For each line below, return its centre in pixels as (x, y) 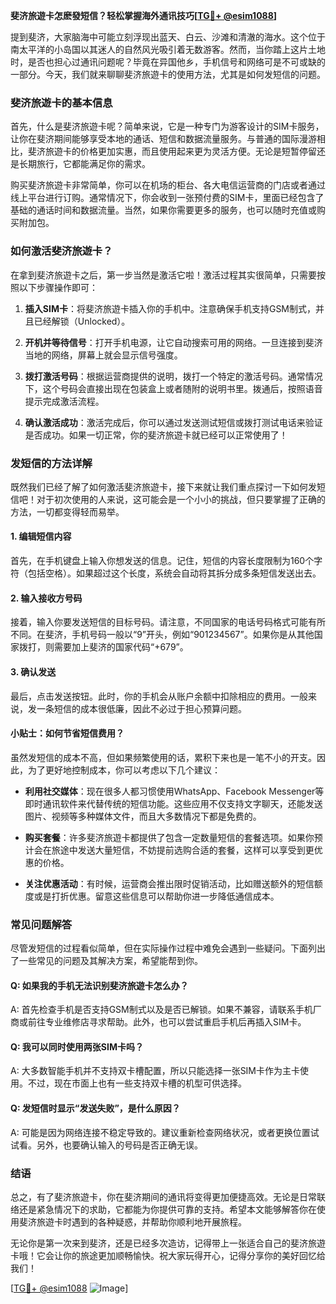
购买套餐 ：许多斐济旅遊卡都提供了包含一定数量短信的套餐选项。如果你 (169, 837)
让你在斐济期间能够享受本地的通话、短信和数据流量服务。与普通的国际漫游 (163, 139)
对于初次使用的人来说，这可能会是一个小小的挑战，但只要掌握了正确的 (181, 499)
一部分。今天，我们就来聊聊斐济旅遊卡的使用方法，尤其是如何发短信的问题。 (168, 74)
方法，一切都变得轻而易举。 (67, 511)
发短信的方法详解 (51, 463)
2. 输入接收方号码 (46, 598)
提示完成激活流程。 (64, 401)
